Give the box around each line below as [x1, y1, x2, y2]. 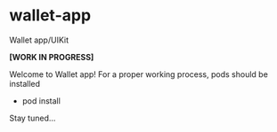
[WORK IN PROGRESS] [9, 51, 94, 62]
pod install [21, 95, 61, 106]
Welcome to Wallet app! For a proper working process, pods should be [9, 68, 269, 80]
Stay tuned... [9, 113, 56, 123]
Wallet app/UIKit [9, 35, 69, 45]
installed [9, 78, 41, 89]
